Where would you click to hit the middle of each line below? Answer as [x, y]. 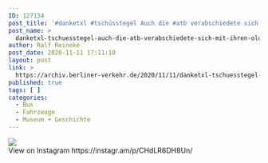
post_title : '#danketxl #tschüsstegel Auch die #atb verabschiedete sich [134, 23]
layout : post [30, 61]
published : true [35, 82]
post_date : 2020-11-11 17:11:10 [62, 53]
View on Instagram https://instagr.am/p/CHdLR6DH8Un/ [100, 150]
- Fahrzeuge [35, 113]
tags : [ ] [25, 90]
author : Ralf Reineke [44, 46]
